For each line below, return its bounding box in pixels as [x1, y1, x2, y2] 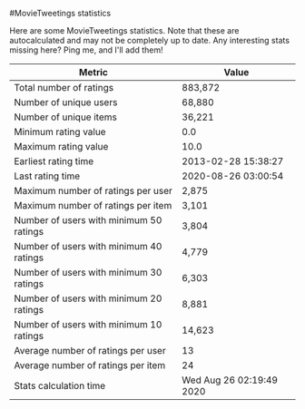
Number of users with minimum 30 [14, 267, 162, 278]
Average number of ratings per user [14, 345, 166, 356]
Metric [78, 66, 109, 78]
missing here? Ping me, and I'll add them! [9, 44, 163, 55]
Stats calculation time [14, 380, 106, 392]
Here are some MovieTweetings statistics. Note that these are [9, 25, 240, 35]
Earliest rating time [14, 155, 94, 167]
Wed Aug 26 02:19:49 [181, 374, 279, 386]
